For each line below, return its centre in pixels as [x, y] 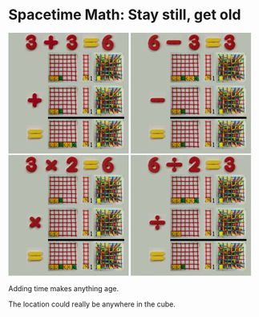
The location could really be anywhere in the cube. [92, 304]
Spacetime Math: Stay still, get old [125, 15]
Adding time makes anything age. [63, 288]
